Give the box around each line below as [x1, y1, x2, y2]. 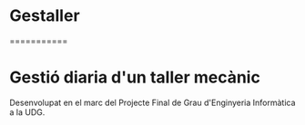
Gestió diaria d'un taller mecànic [9, 67, 261, 88]
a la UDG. [9, 106, 46, 118]
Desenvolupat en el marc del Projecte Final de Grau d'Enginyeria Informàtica [9, 97, 296, 108]
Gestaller [9, 5, 80, 26]
